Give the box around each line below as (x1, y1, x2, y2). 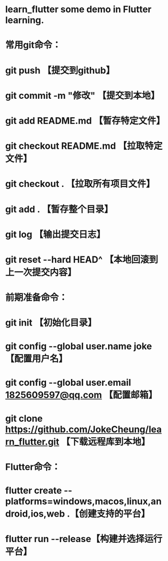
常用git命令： (5, 39, 61, 51)
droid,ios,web (5, 508, 65, 520)
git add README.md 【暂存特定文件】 (5, 115, 165, 126)
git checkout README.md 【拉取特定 (5, 140, 163, 152)
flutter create (5, 485, 62, 496)
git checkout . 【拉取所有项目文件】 (5, 178, 155, 190)
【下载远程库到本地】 (61, 436, 151, 447)
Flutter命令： (5, 461, 61, 472)
